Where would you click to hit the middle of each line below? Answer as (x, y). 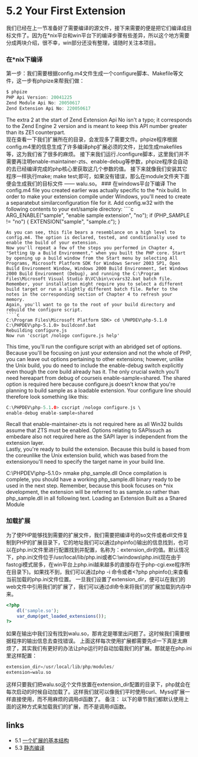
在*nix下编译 (24, 59)
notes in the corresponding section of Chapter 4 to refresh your (89, 294)
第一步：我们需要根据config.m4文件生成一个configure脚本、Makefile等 (92, 73)
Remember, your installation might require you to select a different (95, 284)
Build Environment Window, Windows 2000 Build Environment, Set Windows (97, 268)
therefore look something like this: (47, 396)
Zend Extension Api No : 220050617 (49, 108)
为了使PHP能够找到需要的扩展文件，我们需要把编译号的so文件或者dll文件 (95, 535)
